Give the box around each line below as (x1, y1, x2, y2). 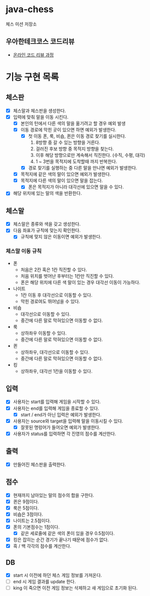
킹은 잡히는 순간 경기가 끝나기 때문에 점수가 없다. (13, 537, 109, 543)
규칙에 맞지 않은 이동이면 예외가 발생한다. (20, 234, 102, 240)
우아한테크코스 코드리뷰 (6, 37, 75, 46)
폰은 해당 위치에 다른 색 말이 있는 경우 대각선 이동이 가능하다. (20, 279, 140, 285)
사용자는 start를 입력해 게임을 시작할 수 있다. (13, 399, 101, 405)
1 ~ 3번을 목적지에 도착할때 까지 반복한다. (35, 158, 118, 164)
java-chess (6, 4, 54, 15)
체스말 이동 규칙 (6, 248, 42, 255)
